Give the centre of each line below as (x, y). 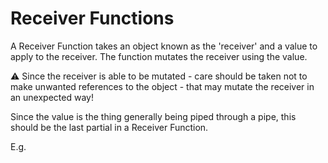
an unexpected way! (52, 97)
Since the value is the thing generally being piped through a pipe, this (153, 116)
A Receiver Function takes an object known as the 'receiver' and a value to (164, 46)
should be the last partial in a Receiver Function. (109, 127)
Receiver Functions (92, 18)
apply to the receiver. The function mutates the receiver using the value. (159, 56)
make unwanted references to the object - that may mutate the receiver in (162, 86)
